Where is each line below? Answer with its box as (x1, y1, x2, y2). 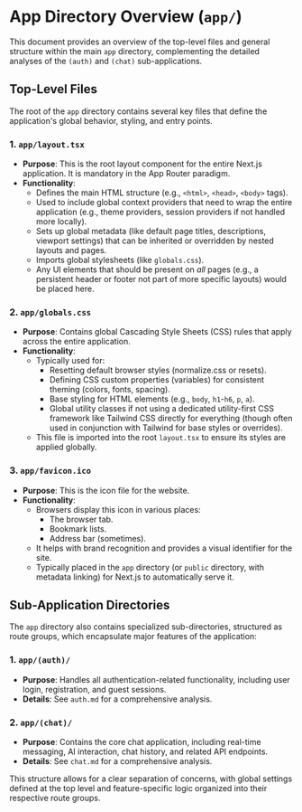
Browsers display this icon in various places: (35, 504, 201, 515)
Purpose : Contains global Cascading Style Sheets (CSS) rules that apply (22, 326, 292, 337)
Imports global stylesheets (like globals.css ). (35, 255, 205, 266)
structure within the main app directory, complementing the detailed (9, 45, 260, 56)
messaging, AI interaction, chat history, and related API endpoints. (22, 746, 269, 757)
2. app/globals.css (9, 306, 92, 318)
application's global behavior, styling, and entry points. (9, 115, 214, 126)
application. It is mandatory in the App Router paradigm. (22, 168, 231, 179)
